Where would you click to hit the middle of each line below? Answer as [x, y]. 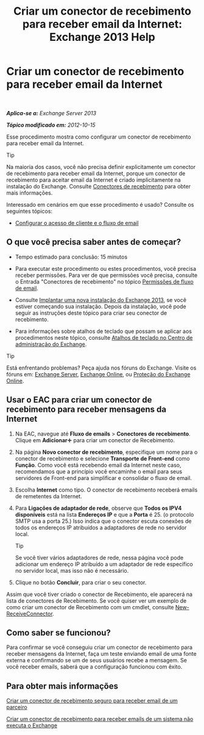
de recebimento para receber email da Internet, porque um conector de [96, 173]
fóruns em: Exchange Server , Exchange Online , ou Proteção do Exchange [98, 374]
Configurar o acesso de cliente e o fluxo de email [77, 223]
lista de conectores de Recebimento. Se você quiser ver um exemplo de [97, 601]
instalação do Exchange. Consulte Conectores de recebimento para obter [98, 186]
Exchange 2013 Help [102, 37]
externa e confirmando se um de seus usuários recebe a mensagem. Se [97, 661]
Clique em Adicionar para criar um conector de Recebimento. [95, 440]
